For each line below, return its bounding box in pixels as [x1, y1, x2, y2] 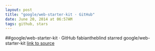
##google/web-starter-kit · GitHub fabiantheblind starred [5, 35, 122, 41]
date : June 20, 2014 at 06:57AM [5, 16, 72, 21]
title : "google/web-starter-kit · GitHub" [5, 12, 95, 17]
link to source [26, 40, 55, 46]
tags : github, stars [5, 21, 48, 26]
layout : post [5, 7, 32, 12]
